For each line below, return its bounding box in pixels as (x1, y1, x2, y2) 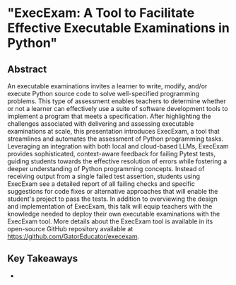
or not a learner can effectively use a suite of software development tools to (7, 105, 228, 112)
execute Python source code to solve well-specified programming (7, 90, 200, 98)
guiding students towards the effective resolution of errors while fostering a (7, 157, 228, 165)
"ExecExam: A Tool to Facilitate (7, 5, 195, 21)
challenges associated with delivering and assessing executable (7, 120, 194, 128)
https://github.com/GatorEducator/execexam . (7, 232, 140, 240)
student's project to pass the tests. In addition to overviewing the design (7, 194, 218, 203)
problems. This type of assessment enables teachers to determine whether (7, 97, 226, 105)
